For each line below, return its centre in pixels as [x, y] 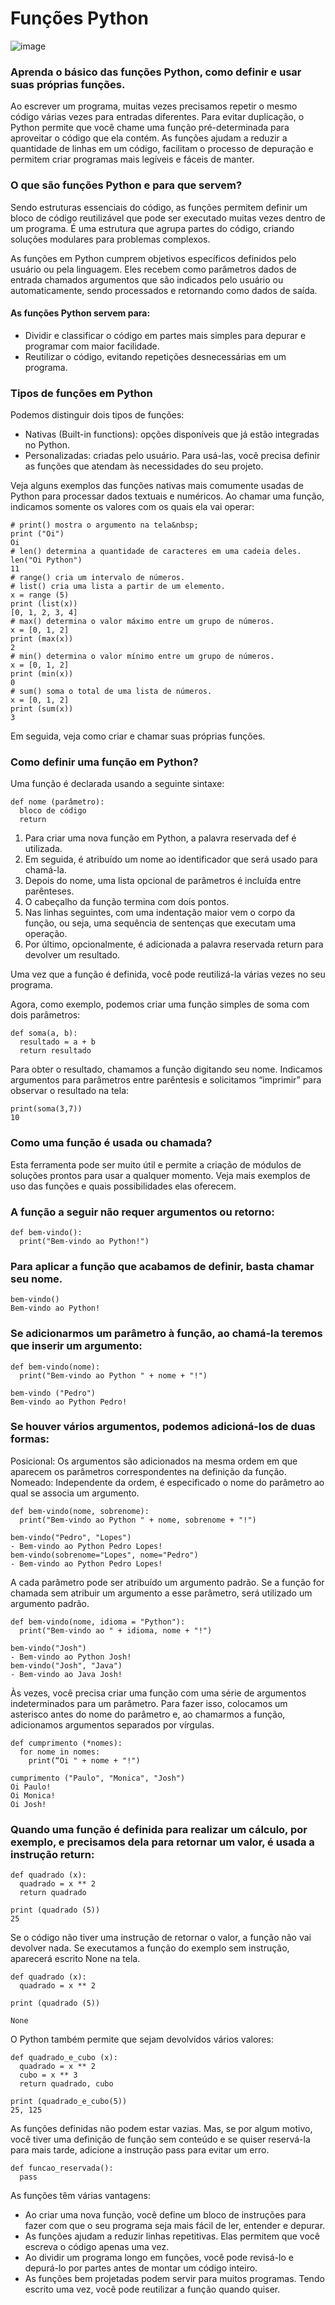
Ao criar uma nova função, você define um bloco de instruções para [165, 2215]
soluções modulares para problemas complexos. [110, 239]
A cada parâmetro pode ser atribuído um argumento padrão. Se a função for [167, 1582]
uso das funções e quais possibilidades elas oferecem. [123, 1186]
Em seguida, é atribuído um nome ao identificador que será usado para [171, 859]
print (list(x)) [44, 604]
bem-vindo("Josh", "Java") [66, 1665]
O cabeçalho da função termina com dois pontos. [127, 902]
